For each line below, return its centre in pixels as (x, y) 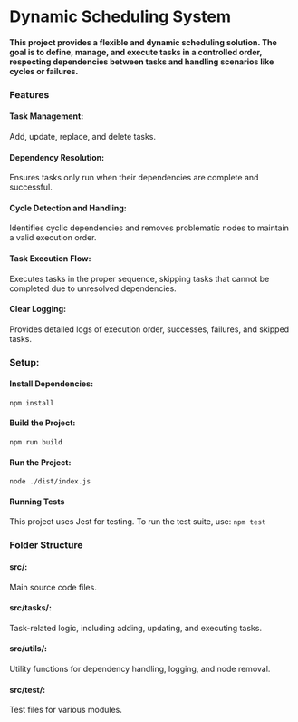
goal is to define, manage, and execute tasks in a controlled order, (136, 52)
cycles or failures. (44, 71)
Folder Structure (46, 545)
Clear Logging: (38, 309)
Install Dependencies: (51, 384)
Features (29, 94)
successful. (31, 187)
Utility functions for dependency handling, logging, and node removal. (140, 668)
